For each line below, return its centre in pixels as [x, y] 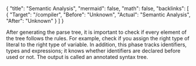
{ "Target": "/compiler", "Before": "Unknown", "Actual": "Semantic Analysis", [98, 15]
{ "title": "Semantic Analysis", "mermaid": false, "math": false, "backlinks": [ [98, 8]
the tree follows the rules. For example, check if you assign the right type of [98, 38]
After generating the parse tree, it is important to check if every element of [97, 32]
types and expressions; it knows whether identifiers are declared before [93, 51]
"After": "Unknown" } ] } [35, 21]
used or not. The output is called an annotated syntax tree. [77, 57]
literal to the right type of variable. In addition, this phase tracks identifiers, [97, 44]
